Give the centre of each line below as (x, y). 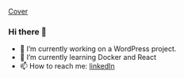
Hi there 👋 (28, 32)
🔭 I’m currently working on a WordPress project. (98, 49)
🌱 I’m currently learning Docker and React (88, 58)
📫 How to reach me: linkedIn (67, 66)
